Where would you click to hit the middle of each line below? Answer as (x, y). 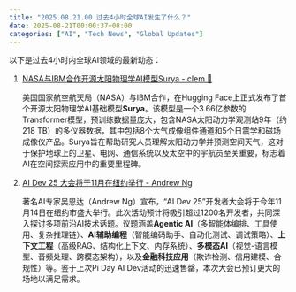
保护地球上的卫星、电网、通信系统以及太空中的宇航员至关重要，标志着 (157, 153)
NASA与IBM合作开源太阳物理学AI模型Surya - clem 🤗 (117, 79)
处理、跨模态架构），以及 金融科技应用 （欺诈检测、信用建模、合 (167, 257)
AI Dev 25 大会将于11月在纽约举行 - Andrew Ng (107, 183)
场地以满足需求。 (53, 279)
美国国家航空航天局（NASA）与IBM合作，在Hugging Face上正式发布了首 (154, 97)
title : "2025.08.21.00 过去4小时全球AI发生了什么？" (100, 17)
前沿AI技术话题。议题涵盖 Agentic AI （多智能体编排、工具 (166, 224)
